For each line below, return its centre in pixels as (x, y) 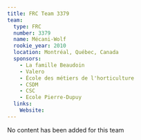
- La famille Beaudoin (52, 65)
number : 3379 (32, 33)
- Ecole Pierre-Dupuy (50, 98)
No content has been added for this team (66, 130)
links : (23, 104)
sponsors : (27, 59)
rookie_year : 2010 (40, 46)
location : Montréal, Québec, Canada (66, 53)
